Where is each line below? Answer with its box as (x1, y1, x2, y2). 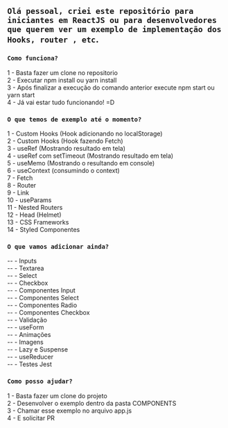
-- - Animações (7, 331, 51, 339)
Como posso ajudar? (7, 377, 73, 386)
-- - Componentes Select (7, 294, 79, 302)
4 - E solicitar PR (7, 413, 55, 422)
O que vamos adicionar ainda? (7, 242, 109, 250)
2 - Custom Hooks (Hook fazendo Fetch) (7, 136, 123, 145)
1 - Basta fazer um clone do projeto (7, 391, 107, 400)
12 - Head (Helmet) (7, 211, 62, 219)
